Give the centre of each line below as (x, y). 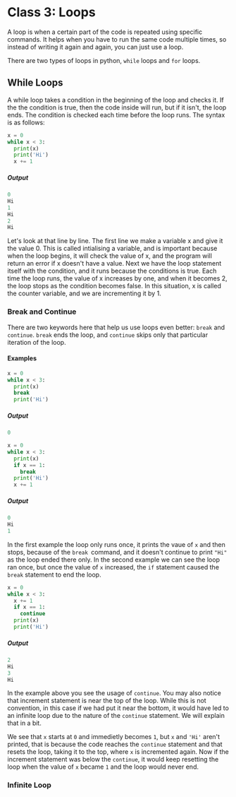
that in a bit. (25, 723)
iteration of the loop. (37, 342)
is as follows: (26, 122)
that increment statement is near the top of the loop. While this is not (107, 701)
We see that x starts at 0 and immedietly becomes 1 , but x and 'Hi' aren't (114, 737)
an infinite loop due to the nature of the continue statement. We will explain (116, 716)
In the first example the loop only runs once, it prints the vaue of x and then (116, 544)
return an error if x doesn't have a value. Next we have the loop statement (114, 264)
